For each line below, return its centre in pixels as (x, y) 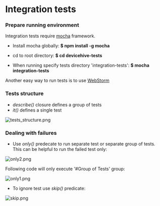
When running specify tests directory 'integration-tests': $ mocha (81, 65)
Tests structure (24, 93)
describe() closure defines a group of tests (57, 105)
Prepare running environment (42, 25)
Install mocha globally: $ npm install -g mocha (61, 46)
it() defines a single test (37, 110)
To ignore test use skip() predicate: (49, 188)
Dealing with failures (31, 133)
